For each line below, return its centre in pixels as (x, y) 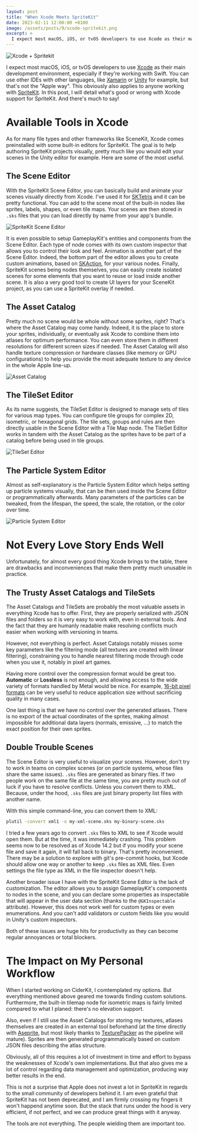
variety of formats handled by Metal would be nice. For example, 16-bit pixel (98, 686)
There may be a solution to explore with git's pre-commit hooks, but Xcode (97, 858)
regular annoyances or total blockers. (52, 937)
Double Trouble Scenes (50, 747)
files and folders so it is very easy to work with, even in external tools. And (96, 619)
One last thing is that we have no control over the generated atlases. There (97, 710)
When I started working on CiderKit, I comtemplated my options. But (89, 990)
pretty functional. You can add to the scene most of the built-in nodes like (95, 203)
